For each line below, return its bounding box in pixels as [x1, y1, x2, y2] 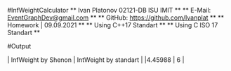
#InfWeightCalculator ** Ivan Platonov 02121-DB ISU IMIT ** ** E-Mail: [7, 6, 211, 14]
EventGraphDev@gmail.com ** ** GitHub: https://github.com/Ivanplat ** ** [7, 13, 225, 22]
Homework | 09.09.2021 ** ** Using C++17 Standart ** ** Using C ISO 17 [7, 21, 218, 29]
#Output [7, 42, 32, 50]
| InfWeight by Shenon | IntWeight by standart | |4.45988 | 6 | [7, 56, 185, 64]
